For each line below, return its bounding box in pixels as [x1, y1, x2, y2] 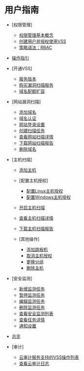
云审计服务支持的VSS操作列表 [19, 354, 79, 360]
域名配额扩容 [19, 88, 45, 94]
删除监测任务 [19, 304, 45, 310]
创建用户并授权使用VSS [19, 38, 66, 44]
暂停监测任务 [19, 292, 45, 298]
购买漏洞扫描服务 [19, 82, 54, 88]
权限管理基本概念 [19, 32, 54, 38]
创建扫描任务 [19, 128, 45, 134]
